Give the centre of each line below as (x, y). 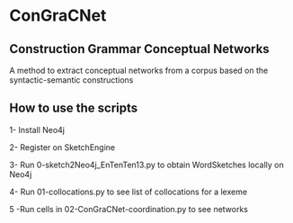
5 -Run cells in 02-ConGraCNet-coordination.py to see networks (129, 209)
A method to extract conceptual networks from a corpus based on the (139, 70)
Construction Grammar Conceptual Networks (139, 49)
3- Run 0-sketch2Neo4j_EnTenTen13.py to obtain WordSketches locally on (147, 165)
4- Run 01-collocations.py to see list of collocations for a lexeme (129, 192)
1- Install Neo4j (37, 129)
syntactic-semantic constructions (71, 80)
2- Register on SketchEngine (62, 147)
